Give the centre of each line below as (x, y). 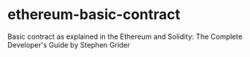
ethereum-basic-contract (94, 15)
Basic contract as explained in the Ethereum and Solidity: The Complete (125, 36)
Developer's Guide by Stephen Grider (69, 44)
